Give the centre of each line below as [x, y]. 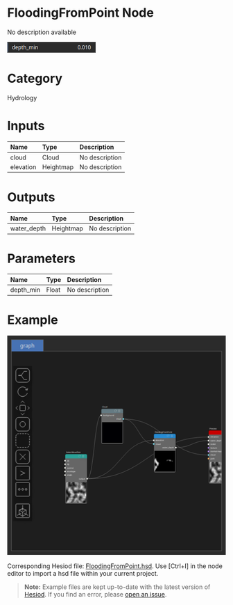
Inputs [26, 126]
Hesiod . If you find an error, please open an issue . [95, 594]
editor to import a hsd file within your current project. [83, 573]
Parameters [42, 258]
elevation [23, 167]
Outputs [31, 197]
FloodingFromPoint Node [80, 13]
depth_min [25, 290]
